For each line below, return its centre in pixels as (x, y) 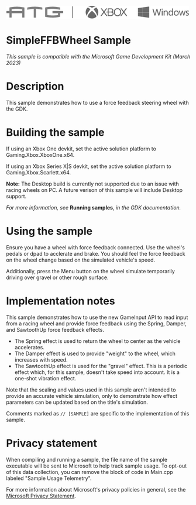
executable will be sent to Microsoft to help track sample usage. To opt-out (97, 466)
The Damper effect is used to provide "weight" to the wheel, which (95, 353)
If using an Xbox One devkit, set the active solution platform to (81, 149)
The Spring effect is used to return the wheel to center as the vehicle (97, 341)
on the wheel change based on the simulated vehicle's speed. (81, 260)
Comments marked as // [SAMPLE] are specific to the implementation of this (98, 413)
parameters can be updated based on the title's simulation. (77, 402)
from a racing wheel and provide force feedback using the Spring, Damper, (97, 323)
